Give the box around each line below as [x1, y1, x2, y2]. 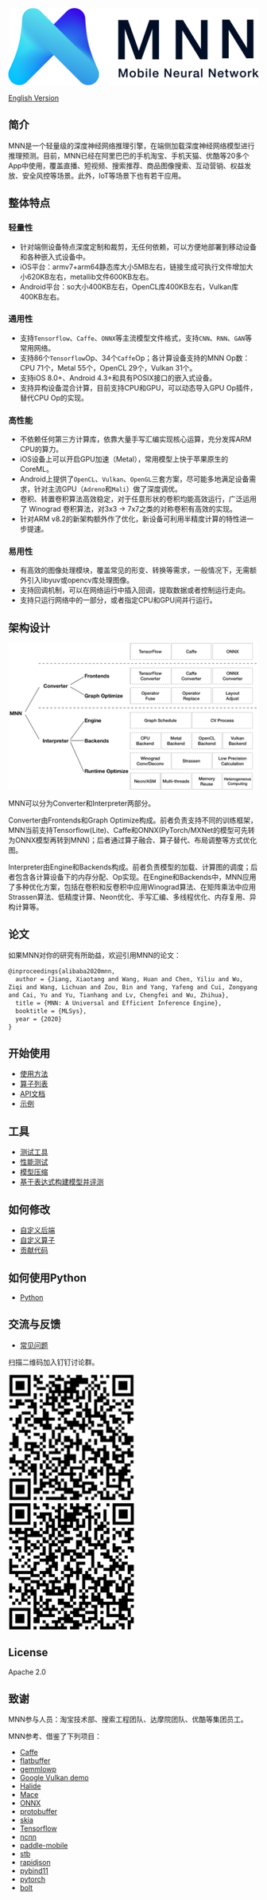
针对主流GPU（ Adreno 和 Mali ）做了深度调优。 [33, 485, 183, 494]
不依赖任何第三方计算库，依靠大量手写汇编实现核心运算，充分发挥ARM [19, 434, 252, 444]
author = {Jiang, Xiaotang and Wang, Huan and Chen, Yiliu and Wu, [15, 975, 244, 983]
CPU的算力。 [19, 445, 64, 454]
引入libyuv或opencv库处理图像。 [26, 575, 133, 585]
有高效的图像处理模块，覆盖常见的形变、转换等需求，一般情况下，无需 [19, 566, 250, 575]
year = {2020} [15, 1015, 62, 1023]
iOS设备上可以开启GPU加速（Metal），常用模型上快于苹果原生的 [19, 454, 229, 464]
